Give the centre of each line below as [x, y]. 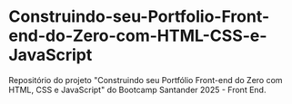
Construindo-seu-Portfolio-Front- [139, 17]
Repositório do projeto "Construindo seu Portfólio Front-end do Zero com [146, 80]
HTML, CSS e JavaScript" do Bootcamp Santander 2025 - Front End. [137, 90]
